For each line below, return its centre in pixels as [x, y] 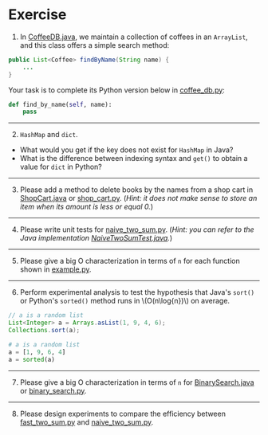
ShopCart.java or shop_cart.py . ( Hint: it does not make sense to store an [138, 198]
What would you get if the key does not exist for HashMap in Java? [126, 150]
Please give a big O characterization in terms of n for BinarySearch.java [137, 382]
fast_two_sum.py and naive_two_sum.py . [87, 422]
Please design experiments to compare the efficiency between [122, 413]
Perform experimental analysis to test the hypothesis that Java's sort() [137, 292]
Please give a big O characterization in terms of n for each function [130, 261]
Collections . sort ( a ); [44, 331]
